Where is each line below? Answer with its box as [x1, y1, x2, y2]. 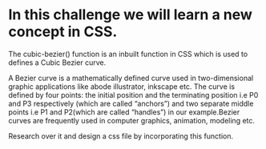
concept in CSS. [8, 22, 118, 41]
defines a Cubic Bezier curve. [8, 58, 107, 67]
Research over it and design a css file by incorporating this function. [8, 131, 234, 141]
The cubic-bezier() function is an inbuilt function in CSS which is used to [8, 49, 248, 58]
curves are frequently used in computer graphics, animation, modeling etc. [8, 115, 255, 125]
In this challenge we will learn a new [8, 6, 252, 24]
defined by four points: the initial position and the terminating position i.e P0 [8, 90, 259, 99]
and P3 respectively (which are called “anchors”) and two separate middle [8, 99, 254, 108]
